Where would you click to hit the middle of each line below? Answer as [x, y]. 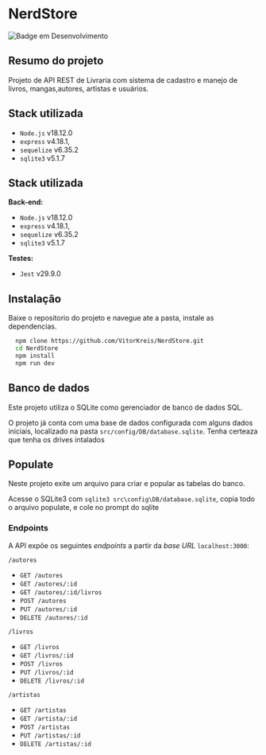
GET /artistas [43, 710]
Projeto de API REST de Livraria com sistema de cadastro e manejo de [123, 80]
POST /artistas [45, 727]
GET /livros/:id [46, 656]
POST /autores [43, 601]
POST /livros [41, 664]
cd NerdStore [37, 348]
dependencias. [33, 326]
